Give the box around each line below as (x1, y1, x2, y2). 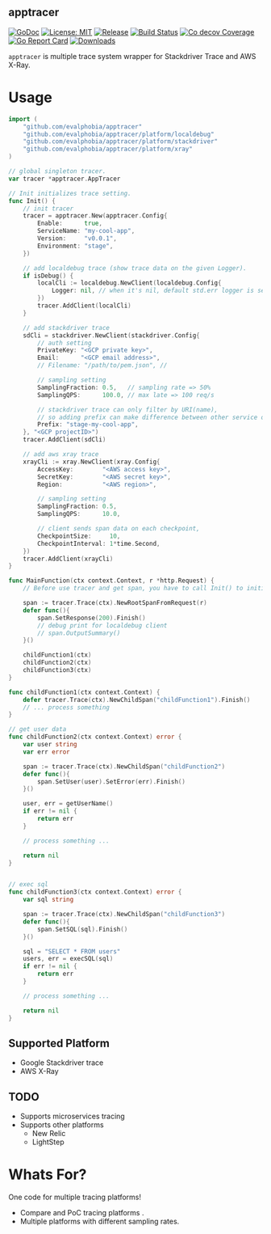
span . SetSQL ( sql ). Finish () (37, 925, 128, 933)
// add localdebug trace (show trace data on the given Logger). (23, 264, 248, 273)
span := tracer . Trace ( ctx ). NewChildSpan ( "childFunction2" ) (23, 763, 226, 771)
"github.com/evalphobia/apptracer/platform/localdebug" (23, 130, 215, 138)
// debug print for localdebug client (37, 621, 168, 629)
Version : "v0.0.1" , (37, 235, 117, 243)
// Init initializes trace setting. (8, 189, 131, 197)
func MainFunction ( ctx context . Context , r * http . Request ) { (8, 577, 215, 585)
